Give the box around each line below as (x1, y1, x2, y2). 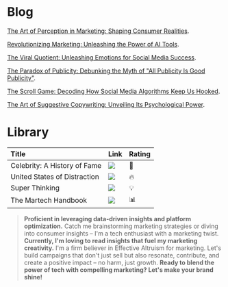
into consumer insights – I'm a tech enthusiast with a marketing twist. (23, 229, 219, 237)
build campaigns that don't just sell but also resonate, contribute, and (23, 251, 220, 259)
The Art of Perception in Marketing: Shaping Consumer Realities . (7, 27, 190, 35)
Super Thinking (10, 183, 60, 192)
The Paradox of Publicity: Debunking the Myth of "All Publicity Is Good (7, 66, 205, 75)
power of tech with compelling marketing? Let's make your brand (23, 265, 214, 274)
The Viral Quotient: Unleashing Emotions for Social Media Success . (7, 53, 197, 62)
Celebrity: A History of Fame (10, 160, 102, 170)
